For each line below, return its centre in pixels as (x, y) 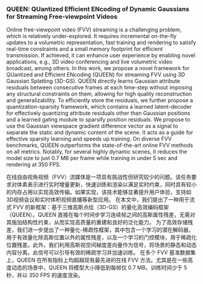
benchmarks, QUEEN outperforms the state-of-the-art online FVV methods (100, 145)
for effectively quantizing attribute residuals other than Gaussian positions (98, 113)
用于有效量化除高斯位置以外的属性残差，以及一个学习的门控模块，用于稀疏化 (101, 237)
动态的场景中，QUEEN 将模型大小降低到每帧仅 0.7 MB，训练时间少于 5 (99, 268)
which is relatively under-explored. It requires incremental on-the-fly (92, 36)
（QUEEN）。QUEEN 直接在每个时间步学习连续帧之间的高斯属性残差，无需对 (101, 215)
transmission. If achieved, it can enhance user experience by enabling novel (101, 56)
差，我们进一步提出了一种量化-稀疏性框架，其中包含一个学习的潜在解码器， (100, 230)
